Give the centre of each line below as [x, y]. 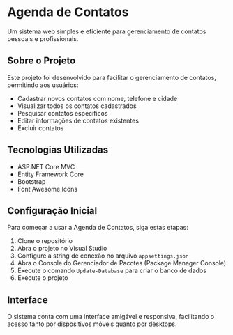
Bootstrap [31, 181]
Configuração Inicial [52, 211]
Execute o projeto [43, 278]
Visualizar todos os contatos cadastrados [77, 106]
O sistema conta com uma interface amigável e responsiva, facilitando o [111, 317]
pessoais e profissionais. [43, 38]
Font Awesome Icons [47, 189]
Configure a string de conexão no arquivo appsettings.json [103, 256]
